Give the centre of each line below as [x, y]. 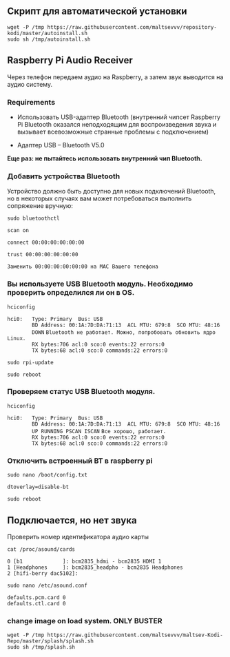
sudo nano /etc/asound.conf [48, 585]
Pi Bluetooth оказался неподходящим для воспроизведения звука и [117, 124]
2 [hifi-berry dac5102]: [43, 573]
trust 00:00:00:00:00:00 [43, 255]
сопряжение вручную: [40, 206]
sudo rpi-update [30, 362]
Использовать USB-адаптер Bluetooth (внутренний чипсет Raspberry [119, 117]
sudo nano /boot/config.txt [48, 475]
